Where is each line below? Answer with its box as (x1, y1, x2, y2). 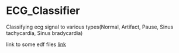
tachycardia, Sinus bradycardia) (6, 29, 83, 36)
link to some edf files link (6, 41, 66, 48)
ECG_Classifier (6, 4, 80, 17)
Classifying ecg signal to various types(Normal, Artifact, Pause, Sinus (6, 23, 174, 30)
